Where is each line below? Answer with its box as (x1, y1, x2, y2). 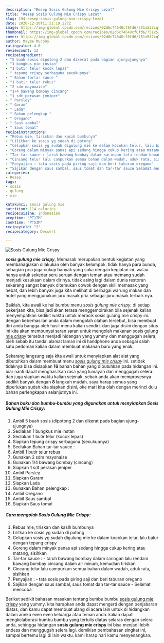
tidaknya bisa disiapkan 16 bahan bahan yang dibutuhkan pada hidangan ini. (5, 363, 159, 369)
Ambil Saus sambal (12, 496, 51, 502)
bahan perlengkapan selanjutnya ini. (5, 389, 78, 395)
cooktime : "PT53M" (5, 220, 43, 225)
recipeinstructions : (5, 130, 48, 135)
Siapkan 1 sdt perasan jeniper (12, 464, 72, 470)
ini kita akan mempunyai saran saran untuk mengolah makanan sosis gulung (5, 328, 159, 334)
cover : (5, 35, 19, 40)
